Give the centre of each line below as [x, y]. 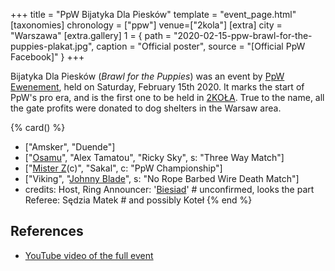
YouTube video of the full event [89, 255]
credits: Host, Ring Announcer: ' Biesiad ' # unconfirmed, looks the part [169, 189]
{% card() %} [38, 127]
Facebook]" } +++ [47, 57]
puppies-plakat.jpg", [52, 46]
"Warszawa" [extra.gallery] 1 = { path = [91, 35]
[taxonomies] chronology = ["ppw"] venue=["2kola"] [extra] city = [146, 25]
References [47, 231]
